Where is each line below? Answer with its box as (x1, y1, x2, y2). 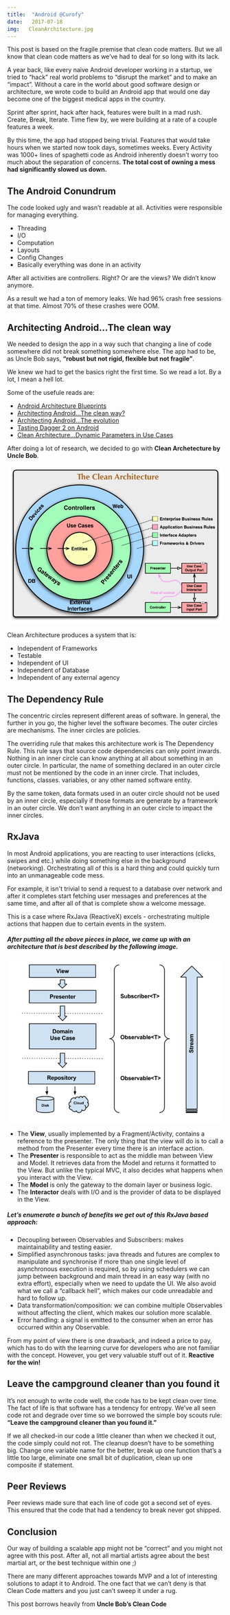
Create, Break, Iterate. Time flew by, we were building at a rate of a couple (7, 115, 218, 124)
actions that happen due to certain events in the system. (7, 919, 166, 928)
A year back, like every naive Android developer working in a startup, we (7, 66, 213, 74)
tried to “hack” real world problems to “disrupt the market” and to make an (7, 73, 218, 82)
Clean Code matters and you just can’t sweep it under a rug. (7, 1587, 177, 1595)
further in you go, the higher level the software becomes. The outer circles (7, 718, 218, 727)
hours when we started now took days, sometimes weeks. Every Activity (7, 144, 213, 152)
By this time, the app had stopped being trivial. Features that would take (7, 136, 211, 144)
